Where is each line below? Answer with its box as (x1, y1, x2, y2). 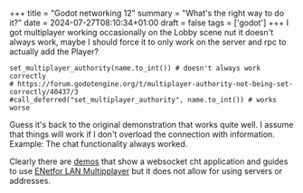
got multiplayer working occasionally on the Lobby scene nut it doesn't (9, 27, 274, 37)
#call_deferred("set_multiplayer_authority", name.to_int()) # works (9, 95, 278, 104)
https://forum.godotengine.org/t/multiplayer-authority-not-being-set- (17, 80, 294, 89)
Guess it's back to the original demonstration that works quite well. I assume (9, 120, 294, 130)
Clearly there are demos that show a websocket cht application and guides (9, 156, 289, 167)
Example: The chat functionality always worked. (9, 139, 188, 149)
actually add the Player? (9, 46, 99, 57)
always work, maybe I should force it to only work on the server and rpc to (9, 36, 287, 47)
